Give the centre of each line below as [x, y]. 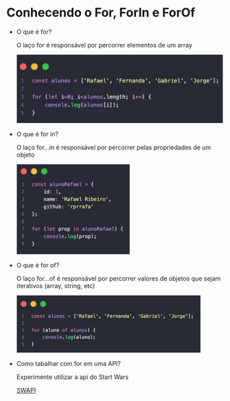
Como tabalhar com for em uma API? [69, 364]
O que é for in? [37, 134]
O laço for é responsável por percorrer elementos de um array [104, 45]
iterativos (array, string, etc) [56, 286]
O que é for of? [38, 265]
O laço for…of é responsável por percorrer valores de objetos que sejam [118, 279]
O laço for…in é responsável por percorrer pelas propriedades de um [114, 148]
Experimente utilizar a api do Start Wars [72, 377]
